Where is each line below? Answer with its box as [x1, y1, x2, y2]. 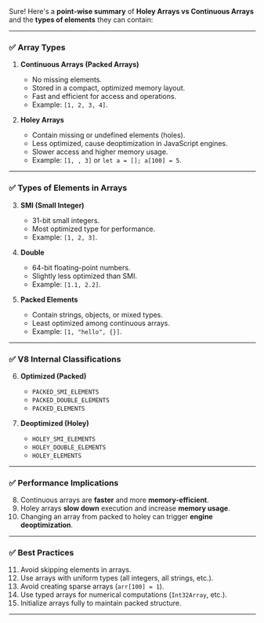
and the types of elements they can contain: [9, 15, 154, 24]
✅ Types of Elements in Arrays [9, 182, 128, 193]
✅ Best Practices [9, 548, 74, 559]
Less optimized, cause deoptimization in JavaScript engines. [31, 139, 228, 148]
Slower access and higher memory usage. [31, 147, 168, 156]
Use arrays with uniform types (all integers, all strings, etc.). [20, 574, 214, 583]
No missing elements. [31, 75, 103, 85]
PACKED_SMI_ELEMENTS [31, 388, 99, 396]
